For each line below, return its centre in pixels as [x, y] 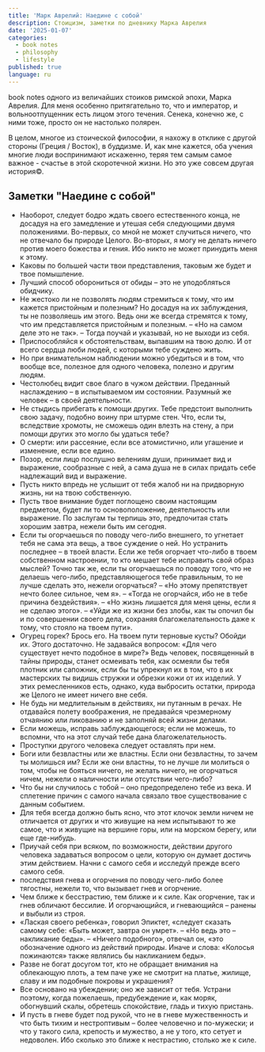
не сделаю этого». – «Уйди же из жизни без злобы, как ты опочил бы [137, 611]
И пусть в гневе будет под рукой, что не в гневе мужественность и [134, 1015]
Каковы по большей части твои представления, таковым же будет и [135, 265]
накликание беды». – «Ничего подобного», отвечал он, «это [121, 939]
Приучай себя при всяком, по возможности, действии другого [126, 846]
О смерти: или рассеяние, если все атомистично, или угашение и [131, 442]
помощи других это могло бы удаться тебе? [95, 434]
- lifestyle [35, 60]
